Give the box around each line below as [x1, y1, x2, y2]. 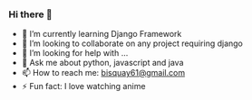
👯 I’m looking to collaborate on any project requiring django [21, 38, 244, 49]
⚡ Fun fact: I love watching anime [21, 81, 146, 92]
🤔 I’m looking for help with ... [21, 48, 129, 59]
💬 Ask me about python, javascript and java [21, 58, 184, 68]
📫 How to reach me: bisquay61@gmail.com [21, 68, 186, 78]
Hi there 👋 [8, 8, 53, 21]
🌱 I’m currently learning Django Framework [21, 29, 182, 40]
